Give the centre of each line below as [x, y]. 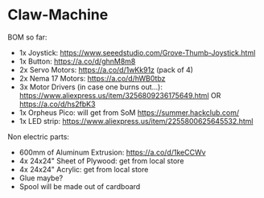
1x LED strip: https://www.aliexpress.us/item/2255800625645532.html [136, 121]
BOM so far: [27, 37]
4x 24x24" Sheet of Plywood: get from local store [101, 161]
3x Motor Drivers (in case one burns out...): [91, 87]
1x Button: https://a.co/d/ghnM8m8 [77, 61]
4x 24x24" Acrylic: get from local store [84, 169]
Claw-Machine [58, 15]
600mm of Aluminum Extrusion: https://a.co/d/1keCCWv [112, 152]
